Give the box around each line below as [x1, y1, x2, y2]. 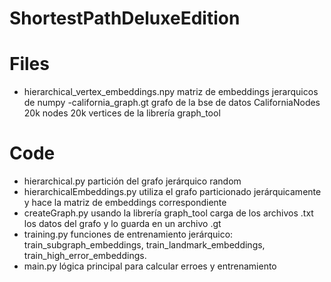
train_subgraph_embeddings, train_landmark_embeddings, [23, 239, 266, 251]
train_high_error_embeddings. [23, 250, 147, 262]
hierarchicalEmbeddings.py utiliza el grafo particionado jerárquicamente [23, 186, 322, 198]
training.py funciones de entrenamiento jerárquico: [23, 228, 234, 241]
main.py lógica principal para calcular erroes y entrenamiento [23, 260, 277, 272]
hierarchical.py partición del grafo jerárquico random [23, 175, 242, 187]
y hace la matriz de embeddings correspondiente [23, 197, 227, 209]
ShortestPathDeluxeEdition [9, 7, 241, 30]
